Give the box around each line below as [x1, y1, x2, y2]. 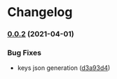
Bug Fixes [7, 48, 42, 58]
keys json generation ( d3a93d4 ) [17, 64, 111, 72]
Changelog [7, 4, 73, 20]
